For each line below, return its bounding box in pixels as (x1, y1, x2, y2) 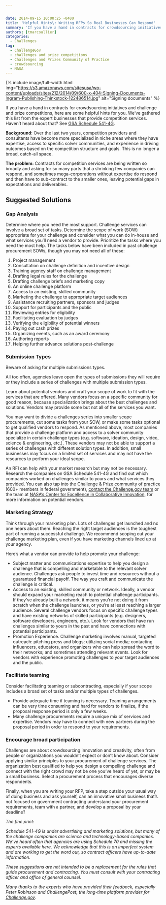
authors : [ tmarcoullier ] (5, 30, 57, 34)
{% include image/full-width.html (5, 80, 73, 86)
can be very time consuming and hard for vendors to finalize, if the (12, 703, 148, 709)
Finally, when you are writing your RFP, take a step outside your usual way (5, 788, 156, 794)
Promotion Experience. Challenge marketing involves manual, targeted (12, 633, 156, 639)
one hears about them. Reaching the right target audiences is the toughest (5, 525, 157, 531)
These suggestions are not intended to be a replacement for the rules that (5, 864, 156, 870)
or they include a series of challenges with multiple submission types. (5, 379, 147, 385)
